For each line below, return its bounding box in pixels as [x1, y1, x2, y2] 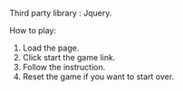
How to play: [9, 25, 57, 35]
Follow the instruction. [22, 62, 106, 72]
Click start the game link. [22, 52, 116, 62]
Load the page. [22, 42, 80, 53]
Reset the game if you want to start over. [22, 71, 175, 82]
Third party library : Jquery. [9, 8, 112, 18]
